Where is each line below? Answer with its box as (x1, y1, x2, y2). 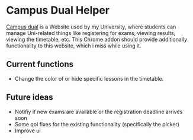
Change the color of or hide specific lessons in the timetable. (14, 75, 164, 82)
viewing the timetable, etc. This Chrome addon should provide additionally (6, 36, 188, 43)
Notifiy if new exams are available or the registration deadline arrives (14, 108, 183, 115)
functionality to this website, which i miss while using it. (6, 42, 141, 49)
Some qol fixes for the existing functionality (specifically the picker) (14, 120, 179, 128)
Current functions (6, 59, 74, 69)
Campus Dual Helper (6, 4, 110, 17)
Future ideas (6, 93, 53, 103)
